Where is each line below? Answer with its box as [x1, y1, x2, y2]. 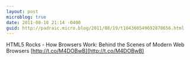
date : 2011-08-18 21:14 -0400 [6, 19, 81, 25]
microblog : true [6, 14, 46, 20]
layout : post [6, 8, 39, 15]
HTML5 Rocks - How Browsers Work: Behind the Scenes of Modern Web [6, 41, 185, 48]
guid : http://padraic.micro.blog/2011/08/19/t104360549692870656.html [6, 25, 185, 31]
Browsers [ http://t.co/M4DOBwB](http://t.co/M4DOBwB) [6, 48, 144, 55]
